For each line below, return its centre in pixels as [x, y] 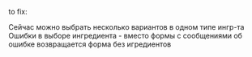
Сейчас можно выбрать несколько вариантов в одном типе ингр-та [126, 27]
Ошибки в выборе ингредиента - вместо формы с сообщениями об [126, 36]
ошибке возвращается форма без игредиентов [90, 44]
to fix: [18, 12]
